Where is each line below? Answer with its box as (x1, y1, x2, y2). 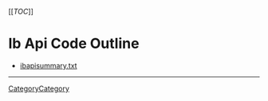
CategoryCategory (8, 84, 70, 93)
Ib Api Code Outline (8, 35, 140, 52)
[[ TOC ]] (8, 7, 33, 16)
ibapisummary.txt (19, 60, 77, 70)
